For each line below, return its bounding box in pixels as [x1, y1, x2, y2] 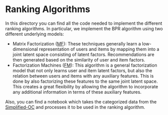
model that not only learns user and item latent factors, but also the [12, 67, 152, 74]
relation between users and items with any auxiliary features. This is [12, 73, 154, 79]
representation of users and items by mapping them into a [39, 46, 160, 52]
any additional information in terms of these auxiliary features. [12, 89, 142, 95]
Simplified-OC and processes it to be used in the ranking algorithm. [5, 104, 145, 110]
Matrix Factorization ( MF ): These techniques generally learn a [12, 40, 141, 46]
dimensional [12, 46, 38, 52]
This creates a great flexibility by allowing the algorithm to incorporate [12, 83, 158, 89]
